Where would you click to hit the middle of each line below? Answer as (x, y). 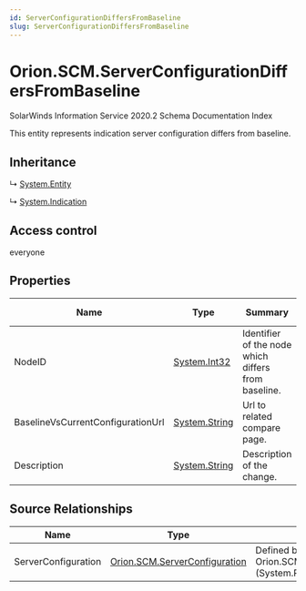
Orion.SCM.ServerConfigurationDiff (149, 71)
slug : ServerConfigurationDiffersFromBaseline (99, 26)
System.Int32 (202, 362)
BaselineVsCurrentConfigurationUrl (89, 422)
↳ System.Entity (41, 184)
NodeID (31, 362)
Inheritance (43, 162)
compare (261, 427)
